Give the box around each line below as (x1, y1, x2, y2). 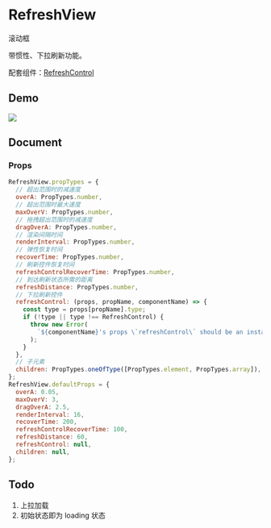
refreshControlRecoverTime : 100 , (15, 426, 128, 434)
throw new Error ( (29, 321, 89, 329)
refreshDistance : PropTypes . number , (15, 283, 139, 291)
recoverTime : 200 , (15, 418, 78, 426)
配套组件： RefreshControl (8, 67, 94, 77)
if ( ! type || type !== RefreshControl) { (23, 313, 164, 322)
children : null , (15, 447, 70, 456)
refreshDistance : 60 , (15, 433, 89, 441)
